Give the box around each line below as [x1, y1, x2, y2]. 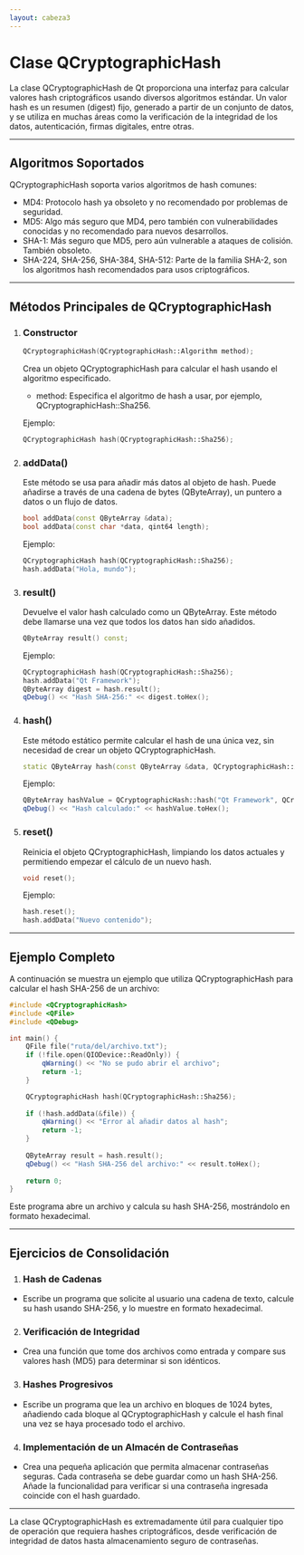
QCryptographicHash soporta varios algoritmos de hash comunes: [9, 179, 258, 190]
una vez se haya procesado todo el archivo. [22, 1418, 185, 1429]
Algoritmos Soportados [9, 155, 145, 170]
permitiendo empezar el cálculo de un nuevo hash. [22, 856, 212, 867]
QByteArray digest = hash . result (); [22, 685, 161, 694]
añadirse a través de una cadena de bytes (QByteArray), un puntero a [22, 486, 282, 498]
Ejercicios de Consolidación [9, 1245, 170, 1261]
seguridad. [22, 206, 63, 217]
